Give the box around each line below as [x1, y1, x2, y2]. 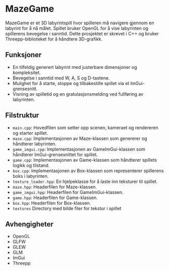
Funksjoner [5, 51, 42, 59]
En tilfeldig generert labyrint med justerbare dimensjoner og [12, 64, 138, 70]
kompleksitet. [12, 69, 41, 75]
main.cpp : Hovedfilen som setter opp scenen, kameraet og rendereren [12, 125, 158, 131]
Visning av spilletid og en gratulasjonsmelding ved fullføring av [12, 91, 144, 97]
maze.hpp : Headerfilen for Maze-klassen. [12, 183, 97, 190]
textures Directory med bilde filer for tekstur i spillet [12, 205, 121, 211]
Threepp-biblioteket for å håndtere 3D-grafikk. [5, 36, 103, 42]
